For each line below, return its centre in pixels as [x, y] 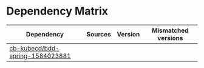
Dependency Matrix [57, 11]
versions [170, 38]
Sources [99, 34]
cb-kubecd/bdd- [34, 48]
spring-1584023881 [40, 56]
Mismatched [170, 30]
